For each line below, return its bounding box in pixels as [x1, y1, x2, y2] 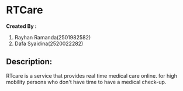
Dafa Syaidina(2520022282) [14, 40, 84, 47]
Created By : [6, 23, 37, 30]
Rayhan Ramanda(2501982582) [14, 34, 91, 41]
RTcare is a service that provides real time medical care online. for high [6, 72, 177, 79]
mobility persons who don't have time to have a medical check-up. [6, 78, 167, 85]
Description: [6, 57, 53, 67]
